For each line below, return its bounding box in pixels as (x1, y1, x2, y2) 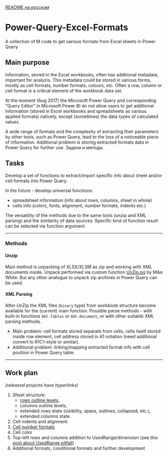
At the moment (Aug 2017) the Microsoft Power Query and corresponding (5, 97, 156, 103)
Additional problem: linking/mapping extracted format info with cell (12, 344, 150, 350)
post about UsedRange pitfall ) (12, 439, 74, 446)
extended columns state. (19, 413, 71, 419)
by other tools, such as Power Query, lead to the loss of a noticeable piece (5, 134, 158, 140)
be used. (5, 280, 23, 286)
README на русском (5, 5, 49, 10)
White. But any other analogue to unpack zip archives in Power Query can (5, 274, 157, 280)
